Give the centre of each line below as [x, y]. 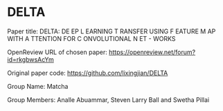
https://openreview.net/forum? [152, 52]
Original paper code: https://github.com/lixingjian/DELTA [88, 73]
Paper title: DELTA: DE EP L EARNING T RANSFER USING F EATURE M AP [111, 31]
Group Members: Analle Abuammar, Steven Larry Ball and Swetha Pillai [108, 100]
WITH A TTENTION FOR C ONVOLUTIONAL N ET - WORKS [91, 38]
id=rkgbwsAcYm [30, 59]
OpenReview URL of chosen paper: [57, 52]
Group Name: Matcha [38, 86]
